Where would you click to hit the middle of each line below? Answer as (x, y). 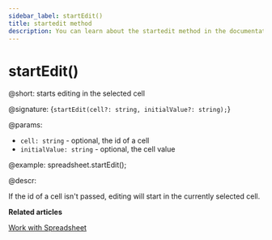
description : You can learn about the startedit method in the (117, 31)
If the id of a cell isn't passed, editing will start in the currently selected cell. (134, 196)
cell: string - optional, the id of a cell (85, 141)
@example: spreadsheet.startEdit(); (68, 165)
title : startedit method (50, 24)
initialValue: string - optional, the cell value (98, 149)
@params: (25, 125)
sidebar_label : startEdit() (56, 16)
